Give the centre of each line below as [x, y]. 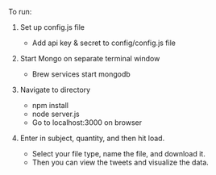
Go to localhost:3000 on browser [87, 123]
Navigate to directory [55, 90]
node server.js [56, 114]
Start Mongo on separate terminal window [90, 58]
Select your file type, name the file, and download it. [118, 154]
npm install [50, 105]
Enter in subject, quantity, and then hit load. [92, 138]
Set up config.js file [52, 27]
